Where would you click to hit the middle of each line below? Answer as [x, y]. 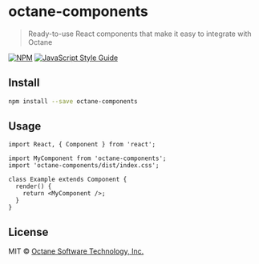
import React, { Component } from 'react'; [82, 145]
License [28, 232]
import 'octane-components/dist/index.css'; [84, 166]
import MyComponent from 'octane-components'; [87, 158]
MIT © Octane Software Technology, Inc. [76, 251]
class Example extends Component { [68, 180]
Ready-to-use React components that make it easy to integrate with [140, 34]
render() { [34, 186]
